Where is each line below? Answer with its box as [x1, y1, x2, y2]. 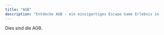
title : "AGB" [5, 7, 32, 12]
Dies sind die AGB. [5, 25, 43, 31]
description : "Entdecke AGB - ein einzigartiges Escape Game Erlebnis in [5, 12, 160, 17]
